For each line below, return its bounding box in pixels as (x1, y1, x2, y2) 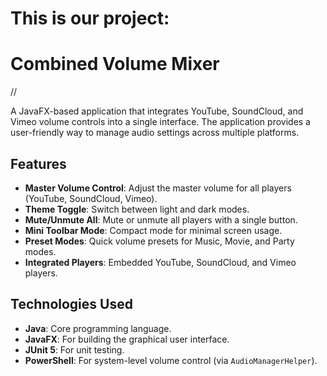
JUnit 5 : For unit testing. (24, 343, 125, 356)
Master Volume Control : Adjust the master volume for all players (24, 182, 292, 194)
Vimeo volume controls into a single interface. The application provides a (10, 116, 311, 128)
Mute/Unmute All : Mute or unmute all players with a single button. (24, 213, 298, 226)
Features (10, 155, 67, 172)
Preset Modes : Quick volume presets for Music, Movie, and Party (24, 235, 295, 247)
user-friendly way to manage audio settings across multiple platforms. (10, 127, 300, 139)
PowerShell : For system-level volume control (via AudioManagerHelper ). (24, 354, 318, 366)
